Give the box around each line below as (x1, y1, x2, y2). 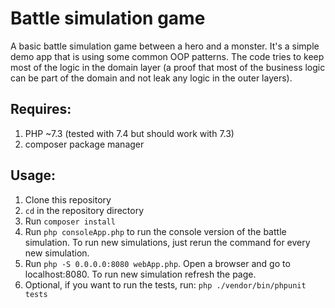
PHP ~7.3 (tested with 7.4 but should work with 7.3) (24, 127, 235, 139)
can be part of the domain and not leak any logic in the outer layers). (10, 72, 293, 84)
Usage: (10, 167, 57, 184)
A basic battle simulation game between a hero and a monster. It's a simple (10, 40, 320, 52)
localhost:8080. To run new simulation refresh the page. (24, 268, 257, 280)
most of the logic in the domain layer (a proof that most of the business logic (10, 61, 326, 73)
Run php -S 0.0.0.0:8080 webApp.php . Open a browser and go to (24, 257, 291, 269)
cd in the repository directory (24, 204, 145, 216)
